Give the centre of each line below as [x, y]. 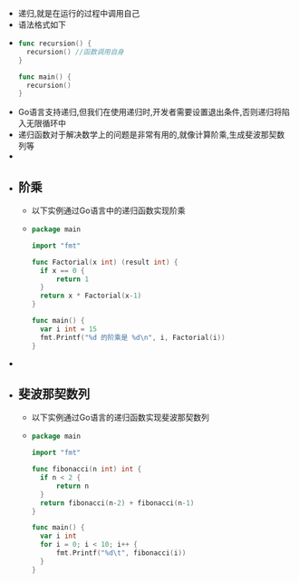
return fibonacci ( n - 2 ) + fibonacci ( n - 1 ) [117, 503]
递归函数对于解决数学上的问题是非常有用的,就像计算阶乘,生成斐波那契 [147, 135]
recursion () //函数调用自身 [75, 52]
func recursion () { [55, 44]
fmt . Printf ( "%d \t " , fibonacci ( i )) [121, 553]
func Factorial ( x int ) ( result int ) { [105, 262]
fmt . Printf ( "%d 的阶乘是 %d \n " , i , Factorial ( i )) [132, 337]
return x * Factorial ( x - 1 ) [91, 296]
